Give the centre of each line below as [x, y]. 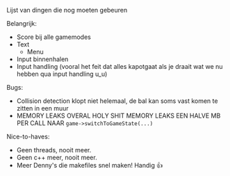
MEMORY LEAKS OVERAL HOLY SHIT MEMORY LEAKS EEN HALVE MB [118, 115]
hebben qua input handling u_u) [62, 74]
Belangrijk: [22, 23]
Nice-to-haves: [28, 136]
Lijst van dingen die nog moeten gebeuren [67, 10]
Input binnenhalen [42, 59]
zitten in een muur [42, 108]
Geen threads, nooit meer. [54, 150]
